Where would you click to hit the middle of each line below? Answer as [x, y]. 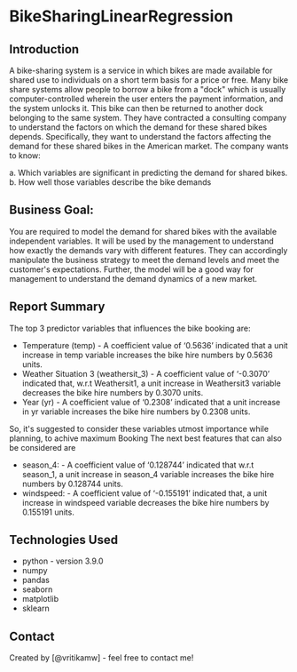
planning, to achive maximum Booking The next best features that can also [145, 438]
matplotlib [40, 599]
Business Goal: [52, 210]
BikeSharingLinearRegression [121, 16]
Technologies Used [63, 540]
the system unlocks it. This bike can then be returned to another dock [136, 108]
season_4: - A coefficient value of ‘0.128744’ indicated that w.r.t [138, 465]
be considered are [43, 447]
